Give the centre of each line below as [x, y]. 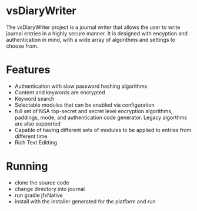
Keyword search [34, 98]
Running [27, 167]
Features [28, 70]
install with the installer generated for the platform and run [85, 201]
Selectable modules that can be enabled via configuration [84, 105]
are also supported [37, 123]
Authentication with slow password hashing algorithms [81, 86]
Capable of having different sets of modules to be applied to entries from [103, 130]
